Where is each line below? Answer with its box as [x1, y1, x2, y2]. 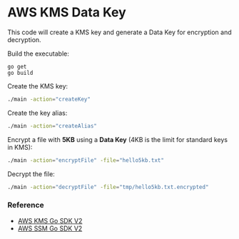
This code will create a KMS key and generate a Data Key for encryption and [7, 28, 232, 36]
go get [7, 63, 27, 70]
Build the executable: [7, 49, 69, 58]
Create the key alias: [7, 108, 68, 117]
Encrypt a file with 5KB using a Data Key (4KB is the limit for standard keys [7, 135, 228, 143]
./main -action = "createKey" [7, 96, 91, 103]
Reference [7, 200, 44, 210]
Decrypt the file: [7, 169, 55, 178]
